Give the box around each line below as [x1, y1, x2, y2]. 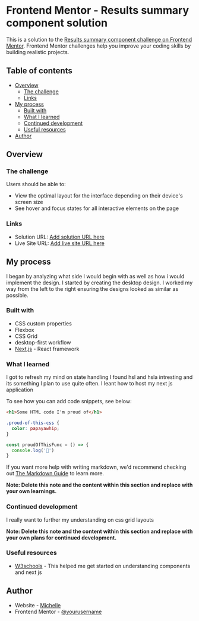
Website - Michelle [14, 601, 61, 609]
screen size [14, 199, 43, 206]
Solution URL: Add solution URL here [14, 233, 105, 240]
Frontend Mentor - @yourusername [14, 608, 102, 615]
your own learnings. [6, 488, 57, 495]
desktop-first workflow [14, 338, 71, 346]
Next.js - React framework [14, 345, 80, 352]
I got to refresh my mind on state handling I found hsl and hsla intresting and [6, 374, 193, 381]
